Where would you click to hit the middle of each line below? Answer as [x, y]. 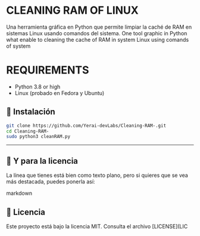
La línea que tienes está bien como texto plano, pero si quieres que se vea [97, 175]
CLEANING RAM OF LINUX [72, 10]
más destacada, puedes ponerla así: [51, 182]
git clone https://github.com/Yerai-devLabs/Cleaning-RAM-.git [86, 125]
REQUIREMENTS [48, 70]
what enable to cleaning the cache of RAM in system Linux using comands [98, 39]
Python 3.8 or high [37, 87]
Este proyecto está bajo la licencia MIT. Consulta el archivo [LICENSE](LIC [97, 226]
